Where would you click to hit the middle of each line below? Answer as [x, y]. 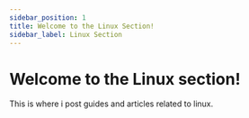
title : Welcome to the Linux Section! [82, 26]
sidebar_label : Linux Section [66, 34]
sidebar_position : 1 [48, 18]
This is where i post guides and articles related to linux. [111, 104]
